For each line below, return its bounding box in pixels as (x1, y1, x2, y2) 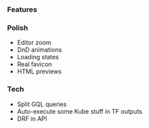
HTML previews (16, 67, 62, 76)
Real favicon (16, 60, 53, 69)
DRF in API (16, 114, 48, 123)
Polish (7, 22, 29, 32)
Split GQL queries (16, 100, 67, 108)
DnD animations (16, 46, 62, 54)
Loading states (16, 53, 59, 61)
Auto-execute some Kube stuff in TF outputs (16, 107, 142, 115)
